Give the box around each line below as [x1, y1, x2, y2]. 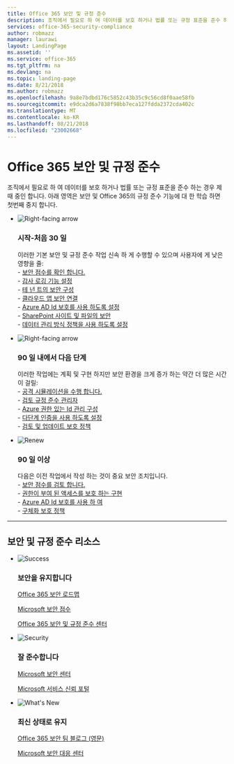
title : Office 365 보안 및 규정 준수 [7, 10, 107, 17]
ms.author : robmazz [7, 88, 64, 95]
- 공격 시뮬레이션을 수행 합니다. [17, 387, 102, 396]
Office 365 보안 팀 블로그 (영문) [17, 734, 104, 742]
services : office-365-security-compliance [7, 23, 132, 30]
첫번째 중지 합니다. [7, 201, 58, 209]
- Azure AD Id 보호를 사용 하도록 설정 [17, 302, 120, 311]
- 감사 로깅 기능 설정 [17, 276, 73, 285]
